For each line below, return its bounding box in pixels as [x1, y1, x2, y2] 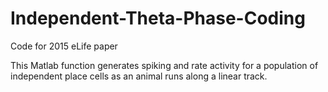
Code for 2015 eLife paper [10, 40, 118, 52]
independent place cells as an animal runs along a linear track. [10, 70, 268, 82]
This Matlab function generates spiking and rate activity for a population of [10, 59, 319, 71]
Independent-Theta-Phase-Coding [10, 7, 306, 30]
